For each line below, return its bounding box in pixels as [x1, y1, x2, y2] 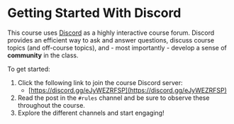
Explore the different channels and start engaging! [17, 108, 165, 117]
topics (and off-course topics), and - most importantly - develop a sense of [7, 43, 227, 52]
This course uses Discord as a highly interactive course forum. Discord [7, 28, 215, 37]
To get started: [7, 64, 51, 73]
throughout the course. [17, 101, 85, 109]
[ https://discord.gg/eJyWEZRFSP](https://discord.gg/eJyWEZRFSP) [28, 86, 227, 94]
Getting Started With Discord [7, 5, 182, 21]
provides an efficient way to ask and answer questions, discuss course [7, 35, 215, 44]
